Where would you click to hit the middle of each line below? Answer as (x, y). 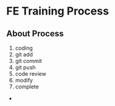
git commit (29, 61)
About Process (35, 34)
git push (25, 67)
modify (24, 80)
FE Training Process (58, 11)
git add (24, 55)
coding (24, 48)
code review (31, 74)
